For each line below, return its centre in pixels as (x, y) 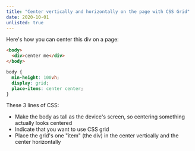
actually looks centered (43, 123)
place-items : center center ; (48, 89)
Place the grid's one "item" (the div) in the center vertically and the (97, 136)
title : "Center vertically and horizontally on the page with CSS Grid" (98, 12)
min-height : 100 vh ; (36, 78)
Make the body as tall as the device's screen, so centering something (100, 117)
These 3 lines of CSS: (33, 105)
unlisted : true (25, 23)
